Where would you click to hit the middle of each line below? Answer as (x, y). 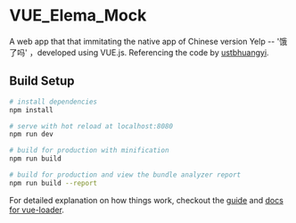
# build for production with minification (89, 151)
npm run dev (31, 135)
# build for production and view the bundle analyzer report (125, 175)
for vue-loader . (37, 210)
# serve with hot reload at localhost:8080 (91, 126)
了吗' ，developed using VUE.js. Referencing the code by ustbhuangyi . (139, 52)
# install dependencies (53, 102)
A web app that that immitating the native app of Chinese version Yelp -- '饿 (148, 41)
